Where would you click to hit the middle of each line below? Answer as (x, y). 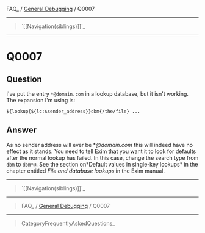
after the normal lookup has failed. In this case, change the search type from (103, 157)
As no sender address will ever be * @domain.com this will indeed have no (100, 145)
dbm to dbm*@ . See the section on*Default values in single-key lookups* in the (102, 164)
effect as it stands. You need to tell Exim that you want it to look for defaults (101, 151)
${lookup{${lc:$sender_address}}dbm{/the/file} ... (73, 112)
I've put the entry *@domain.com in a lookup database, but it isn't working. (98, 94)
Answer (22, 130)
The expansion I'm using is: (41, 100)
